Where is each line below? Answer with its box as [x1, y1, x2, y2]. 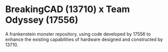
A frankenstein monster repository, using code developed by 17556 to [5, 31, 151, 37]
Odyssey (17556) [5, 14, 79, 26]
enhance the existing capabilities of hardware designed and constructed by [5, 36, 163, 42]
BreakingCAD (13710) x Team [5, 4, 130, 15]
